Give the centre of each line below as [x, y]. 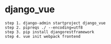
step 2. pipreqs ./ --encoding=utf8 [44, 27]
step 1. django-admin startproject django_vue [55, 23]
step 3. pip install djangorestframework [50, 32]
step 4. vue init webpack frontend [43, 36]
